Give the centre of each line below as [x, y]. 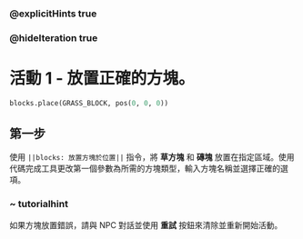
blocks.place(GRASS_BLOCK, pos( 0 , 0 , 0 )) [89, 103]
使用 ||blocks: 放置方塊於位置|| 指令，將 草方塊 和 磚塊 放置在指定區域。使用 [152, 157]
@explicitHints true [53, 14]
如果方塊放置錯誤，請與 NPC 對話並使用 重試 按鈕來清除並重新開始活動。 [146, 224]
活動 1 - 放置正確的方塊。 [102, 79]
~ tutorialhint [39, 204]
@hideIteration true [54, 37]
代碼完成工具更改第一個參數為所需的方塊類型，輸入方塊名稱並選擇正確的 [145, 169]
